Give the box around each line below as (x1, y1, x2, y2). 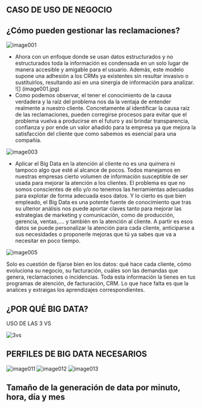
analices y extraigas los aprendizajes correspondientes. (6, 287, 145, 294)
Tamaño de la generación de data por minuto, (6, 383, 180, 393)
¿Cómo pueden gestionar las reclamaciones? (6, 25, 180, 36)
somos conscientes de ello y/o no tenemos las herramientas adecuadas (15, 186, 194, 193)
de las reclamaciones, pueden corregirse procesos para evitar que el (15, 111, 187, 118)
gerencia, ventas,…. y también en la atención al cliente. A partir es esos (15, 218, 194, 225)
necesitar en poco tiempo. (15, 237, 80, 244)
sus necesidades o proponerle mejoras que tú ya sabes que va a (15, 231, 177, 238)
